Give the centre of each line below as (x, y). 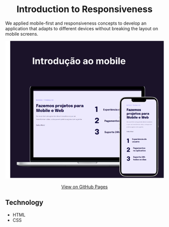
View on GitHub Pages (84, 187)
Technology (24, 203)
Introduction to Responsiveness (84, 9)
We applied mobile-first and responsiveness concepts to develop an (76, 23)
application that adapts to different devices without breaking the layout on (82, 28)
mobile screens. (22, 34)
